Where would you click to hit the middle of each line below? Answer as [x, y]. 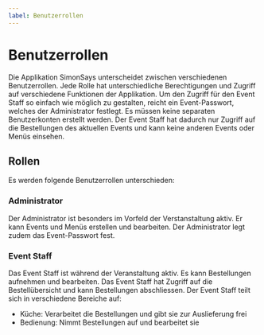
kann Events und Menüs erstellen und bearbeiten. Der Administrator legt [126, 227]
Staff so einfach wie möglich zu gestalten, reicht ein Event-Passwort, [121, 102]
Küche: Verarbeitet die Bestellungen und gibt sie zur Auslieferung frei [133, 314]
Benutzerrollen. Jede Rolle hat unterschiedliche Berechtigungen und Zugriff [132, 85]
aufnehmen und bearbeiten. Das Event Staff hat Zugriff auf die [111, 281]
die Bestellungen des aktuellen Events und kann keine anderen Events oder [131, 127]
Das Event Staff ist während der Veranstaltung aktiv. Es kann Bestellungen [130, 273]
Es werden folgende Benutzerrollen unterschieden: [91, 181]
